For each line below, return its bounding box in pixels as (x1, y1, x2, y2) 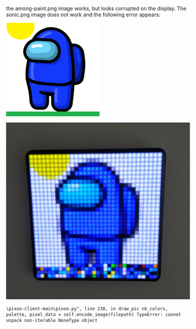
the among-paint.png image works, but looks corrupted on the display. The (6, 5, 187, 12)
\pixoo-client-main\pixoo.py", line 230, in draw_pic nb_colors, (6, 306, 168, 312)
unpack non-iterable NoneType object (6, 318, 98, 324)
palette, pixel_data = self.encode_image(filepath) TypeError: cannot (6, 312, 181, 318)
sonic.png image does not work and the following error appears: (6, 11, 160, 18)
